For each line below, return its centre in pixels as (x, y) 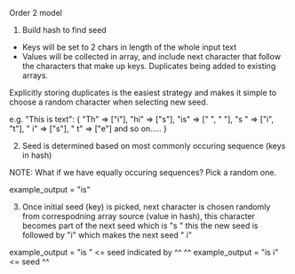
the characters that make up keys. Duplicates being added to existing (149, 66)
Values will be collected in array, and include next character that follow (151, 56)
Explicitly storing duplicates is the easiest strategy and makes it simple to (143, 93)
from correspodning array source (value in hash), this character (139, 216)
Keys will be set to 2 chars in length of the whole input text (129, 47)
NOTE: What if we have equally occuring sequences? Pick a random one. (143, 172)
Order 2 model (36, 13)
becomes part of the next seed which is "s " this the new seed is (140, 226)
